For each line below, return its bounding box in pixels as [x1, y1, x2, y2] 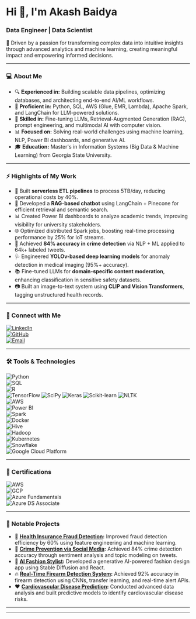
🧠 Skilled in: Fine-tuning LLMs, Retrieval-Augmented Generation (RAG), [14, 115, 187, 122]
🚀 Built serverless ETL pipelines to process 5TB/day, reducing [14, 187, 165, 195]
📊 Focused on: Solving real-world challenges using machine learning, [14, 128, 184, 135]
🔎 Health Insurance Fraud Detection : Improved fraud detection [14, 533, 167, 540]
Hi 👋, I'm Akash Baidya [6, 5, 118, 19]
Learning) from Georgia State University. [14, 152, 112, 159]
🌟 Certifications [6, 467, 52, 476]
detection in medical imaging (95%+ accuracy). [14, 262, 129, 269]
